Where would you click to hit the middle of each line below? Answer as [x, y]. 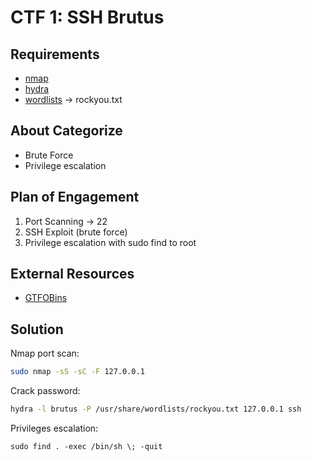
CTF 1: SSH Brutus [87, 17]
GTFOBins [46, 298]
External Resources [72, 274]
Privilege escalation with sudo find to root [110, 242]
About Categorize [66, 131]
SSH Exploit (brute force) [76, 232]
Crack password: [45, 391]
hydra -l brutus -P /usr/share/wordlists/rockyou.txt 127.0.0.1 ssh [156, 409]
